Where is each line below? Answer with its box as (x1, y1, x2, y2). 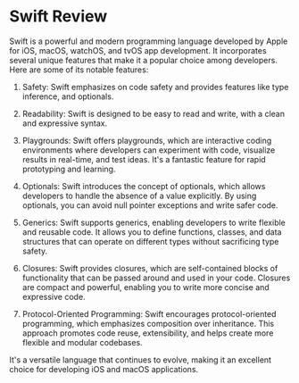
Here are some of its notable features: (9, 64, 149, 75)
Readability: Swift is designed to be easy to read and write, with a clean (21, 108, 286, 119)
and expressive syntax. (21, 118, 108, 129)
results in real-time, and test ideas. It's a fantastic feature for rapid (21, 154, 266, 164)
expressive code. (21, 291, 87, 302)
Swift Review (9, 6, 108, 27)
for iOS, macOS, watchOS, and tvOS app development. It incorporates (9, 45, 267, 55)
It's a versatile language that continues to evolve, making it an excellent (9, 354, 272, 365)
